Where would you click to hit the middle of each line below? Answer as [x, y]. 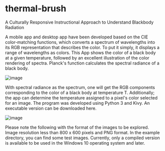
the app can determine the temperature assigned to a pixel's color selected [81, 98]
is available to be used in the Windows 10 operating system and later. [75, 143]
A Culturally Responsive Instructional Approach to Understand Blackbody [79, 22]
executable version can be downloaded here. [51, 108]
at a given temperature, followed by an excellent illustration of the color [77, 58]
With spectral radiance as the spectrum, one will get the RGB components [80, 87]
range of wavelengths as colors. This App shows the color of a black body [81, 53]
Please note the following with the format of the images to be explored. [77, 127]
